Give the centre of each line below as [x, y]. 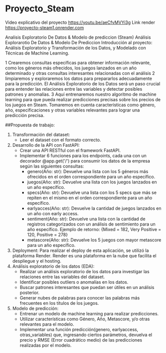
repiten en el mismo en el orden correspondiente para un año [90, 198]
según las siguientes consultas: [52, 166]
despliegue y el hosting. [37, 261]
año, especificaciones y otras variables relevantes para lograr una [73, 110]
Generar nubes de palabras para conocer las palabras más [80, 297]
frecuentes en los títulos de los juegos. [59, 303]
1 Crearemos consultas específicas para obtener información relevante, [78, 62]
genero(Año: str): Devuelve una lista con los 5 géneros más [88, 171]
